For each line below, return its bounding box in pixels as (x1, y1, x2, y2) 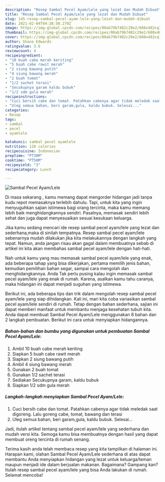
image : (5, 26, 19, 30)
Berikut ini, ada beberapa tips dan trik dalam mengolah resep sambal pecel (5, 291, 157, 297)
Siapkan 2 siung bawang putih (12, 356, 74, 362)
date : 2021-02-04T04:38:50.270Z (5, 21, 71, 26)
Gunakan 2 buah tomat (12, 367, 59, 373)
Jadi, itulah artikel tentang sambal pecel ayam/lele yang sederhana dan (5, 426, 149, 432)
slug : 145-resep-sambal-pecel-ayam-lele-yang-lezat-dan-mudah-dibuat (5, 16, 151, 21)
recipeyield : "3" (5, 162, 41, 167)
